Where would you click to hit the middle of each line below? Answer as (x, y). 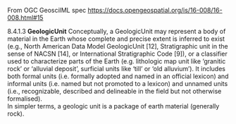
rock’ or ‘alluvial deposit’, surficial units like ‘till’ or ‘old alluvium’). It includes (116, 69)
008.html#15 (25, 18)
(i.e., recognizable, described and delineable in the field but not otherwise (114, 91)
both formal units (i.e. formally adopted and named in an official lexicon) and (118, 76)
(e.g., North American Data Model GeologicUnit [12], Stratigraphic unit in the (118, 46)
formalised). (25, 99)
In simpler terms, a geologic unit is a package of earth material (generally (113, 106)
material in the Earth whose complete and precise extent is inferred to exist (116, 39)
